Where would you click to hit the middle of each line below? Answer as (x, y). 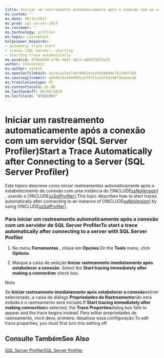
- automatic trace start (30, 46)
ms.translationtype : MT (29, 82)
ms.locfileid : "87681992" (31, 96)
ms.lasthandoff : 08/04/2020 (34, 91)
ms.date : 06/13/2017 (26, 19)
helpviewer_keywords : (27, 42)
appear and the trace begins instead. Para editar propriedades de (71, 313)
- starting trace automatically (38, 55)
